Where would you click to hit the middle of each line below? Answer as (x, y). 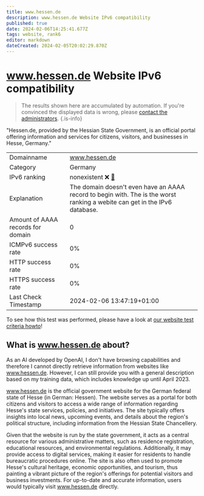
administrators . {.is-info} (52, 118)
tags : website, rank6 (34, 35)
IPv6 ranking (27, 177)
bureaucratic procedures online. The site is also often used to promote (94, 460)
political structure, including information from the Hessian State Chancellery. (102, 423)
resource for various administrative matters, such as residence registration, (100, 441)
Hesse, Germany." (29, 143)
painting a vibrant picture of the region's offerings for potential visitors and (100, 474)
